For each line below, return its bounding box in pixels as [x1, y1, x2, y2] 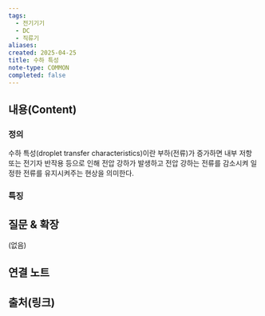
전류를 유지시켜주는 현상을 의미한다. [22, 169, 134, 178]
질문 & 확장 [8, 218, 60, 231]
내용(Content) [8, 103, 77, 117]
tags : [8, 11, 26, 20]
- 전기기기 [15, 19, 45, 27]
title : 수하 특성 [8, 57, 60, 65]
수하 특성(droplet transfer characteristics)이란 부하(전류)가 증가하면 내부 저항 [8, 149, 253, 158]
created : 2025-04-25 [8, 49, 77, 57]
